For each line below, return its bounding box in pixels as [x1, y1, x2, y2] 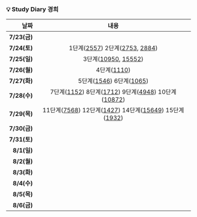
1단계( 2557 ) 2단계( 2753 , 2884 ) [69, 44, 158, 52]
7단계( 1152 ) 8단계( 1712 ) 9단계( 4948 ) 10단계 [49, 88, 177, 96]
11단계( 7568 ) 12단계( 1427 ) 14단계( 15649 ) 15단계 [42, 106, 185, 115]
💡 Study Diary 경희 [6, 5, 59, 13]
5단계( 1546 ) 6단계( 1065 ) [78, 77, 149, 85]
